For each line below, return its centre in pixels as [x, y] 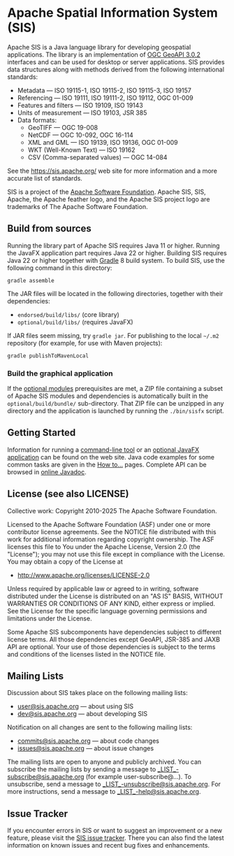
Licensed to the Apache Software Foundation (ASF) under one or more [109, 524]
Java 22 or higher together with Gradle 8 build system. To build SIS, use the [116, 260]
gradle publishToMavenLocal [48, 356]
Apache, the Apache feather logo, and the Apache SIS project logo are [109, 199]
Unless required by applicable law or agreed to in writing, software [103, 588]
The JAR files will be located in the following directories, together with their [115, 293]
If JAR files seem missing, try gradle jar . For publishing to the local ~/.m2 [113, 335]
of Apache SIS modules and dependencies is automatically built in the [108, 396]
